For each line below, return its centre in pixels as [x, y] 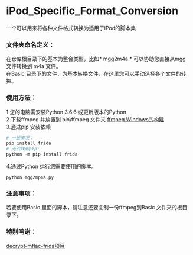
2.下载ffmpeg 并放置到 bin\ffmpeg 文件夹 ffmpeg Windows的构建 [85, 119]
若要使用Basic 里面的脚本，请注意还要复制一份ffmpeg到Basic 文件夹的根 [94, 208]
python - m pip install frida [42, 154]
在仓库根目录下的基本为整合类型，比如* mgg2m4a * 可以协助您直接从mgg [96, 59]
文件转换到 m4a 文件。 [34, 66]
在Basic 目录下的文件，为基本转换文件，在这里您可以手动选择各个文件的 [94, 74]
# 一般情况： [20, 138]
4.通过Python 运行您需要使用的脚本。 [52, 166]
